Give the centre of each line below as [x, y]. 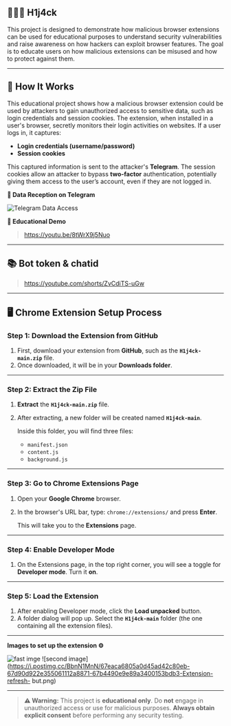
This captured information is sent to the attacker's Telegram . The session [111, 167]
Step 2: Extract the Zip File [52, 390]
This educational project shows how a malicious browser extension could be [115, 103]
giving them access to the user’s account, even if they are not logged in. [109, 181]
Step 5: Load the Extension [53, 596]
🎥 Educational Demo [37, 221]
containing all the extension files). [65, 626]
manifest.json [47, 445]
